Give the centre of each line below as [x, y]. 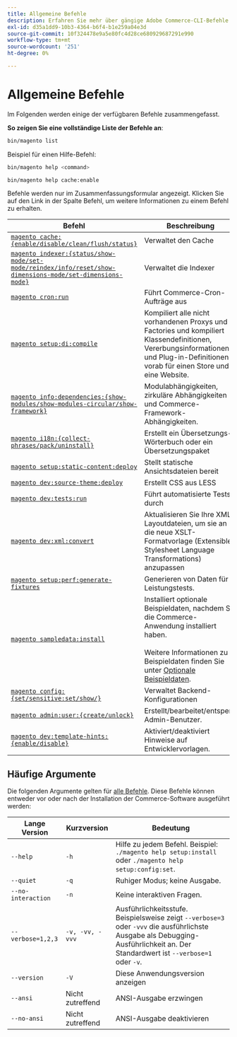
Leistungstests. [170, 588]
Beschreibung [190, 226]
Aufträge [159, 301]
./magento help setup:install [166, 852]
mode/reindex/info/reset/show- [63, 268]
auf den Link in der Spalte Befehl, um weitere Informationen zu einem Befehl [118, 201]
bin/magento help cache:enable [53, 180]
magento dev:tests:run [49, 499]
